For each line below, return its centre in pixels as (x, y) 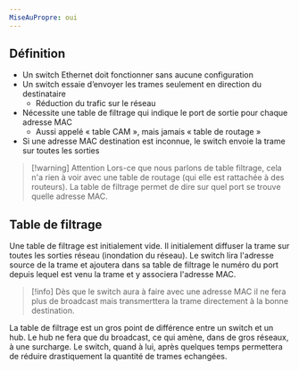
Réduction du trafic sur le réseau (96, 103)
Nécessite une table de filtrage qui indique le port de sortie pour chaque (155, 113)
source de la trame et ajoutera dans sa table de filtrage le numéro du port (144, 265)
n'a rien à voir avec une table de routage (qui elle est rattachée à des (158, 177)
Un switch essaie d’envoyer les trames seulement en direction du (141, 85)
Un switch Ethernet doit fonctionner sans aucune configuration (138, 75)
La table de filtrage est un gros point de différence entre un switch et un (141, 328)
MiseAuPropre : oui (43, 17)
